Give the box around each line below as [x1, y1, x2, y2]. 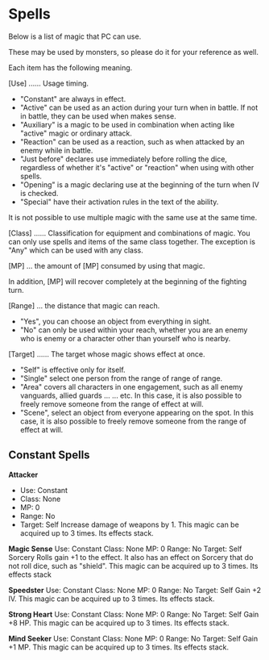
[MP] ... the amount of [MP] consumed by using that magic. [8, 261, 205, 270]
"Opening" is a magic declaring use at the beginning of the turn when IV [19, 179, 259, 190]
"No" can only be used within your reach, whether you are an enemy [19, 324, 248, 335]
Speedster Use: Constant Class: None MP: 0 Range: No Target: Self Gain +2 [8, 585, 262, 595]
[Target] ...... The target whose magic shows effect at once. [8, 349, 205, 359]
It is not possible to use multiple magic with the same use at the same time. [8, 212, 258, 222]
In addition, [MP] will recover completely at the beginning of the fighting [8, 276, 247, 286]
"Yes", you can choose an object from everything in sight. [19, 316, 212, 326]
